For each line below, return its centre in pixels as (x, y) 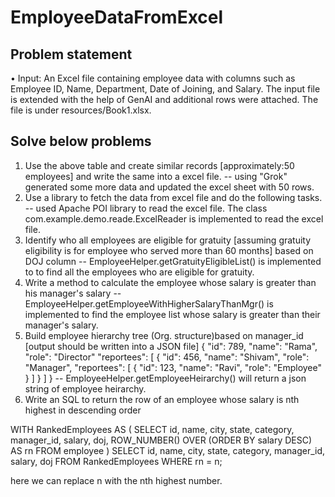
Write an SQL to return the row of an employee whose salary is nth (162, 399)
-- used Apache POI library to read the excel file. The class (146, 208)
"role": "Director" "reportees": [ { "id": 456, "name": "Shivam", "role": (167, 357)
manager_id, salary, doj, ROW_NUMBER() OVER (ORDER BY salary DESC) (161, 440)
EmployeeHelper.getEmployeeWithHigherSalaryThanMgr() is (149, 303)
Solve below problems (81, 141)
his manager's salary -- (73, 293)
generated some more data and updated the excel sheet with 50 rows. (169, 187)
